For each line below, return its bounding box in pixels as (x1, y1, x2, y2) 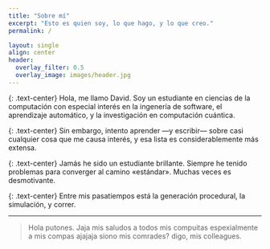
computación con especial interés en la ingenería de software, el (8, 101, 223, 111)
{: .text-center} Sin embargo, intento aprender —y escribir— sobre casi (8, 125, 243, 135)
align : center (8, 49, 56, 57)
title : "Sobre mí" (8, 11, 70, 20)
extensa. (8, 142, 37, 153)
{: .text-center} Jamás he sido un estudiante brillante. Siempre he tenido (8, 158, 247, 168)
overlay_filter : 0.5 (15, 63, 84, 72)
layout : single (8, 41, 59, 49)
